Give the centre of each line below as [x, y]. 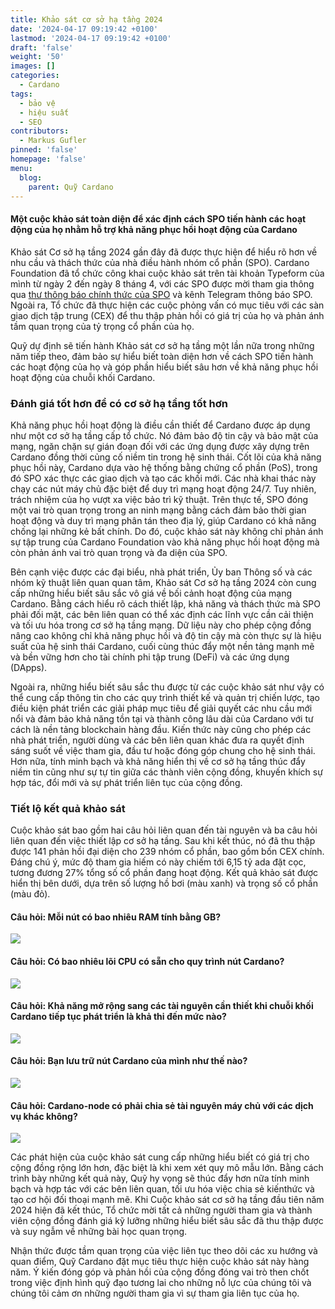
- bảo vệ [37, 103]
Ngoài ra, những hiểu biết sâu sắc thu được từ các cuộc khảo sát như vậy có [167, 687]
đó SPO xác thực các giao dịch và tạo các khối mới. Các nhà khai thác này [163, 478]
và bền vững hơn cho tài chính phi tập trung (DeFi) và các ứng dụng [150, 657]
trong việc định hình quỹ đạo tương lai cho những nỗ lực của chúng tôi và [161, 1283]
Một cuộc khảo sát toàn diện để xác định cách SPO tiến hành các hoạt [158, 218]
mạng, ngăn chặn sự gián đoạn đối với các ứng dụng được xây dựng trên [160, 446]
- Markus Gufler [53, 141]
